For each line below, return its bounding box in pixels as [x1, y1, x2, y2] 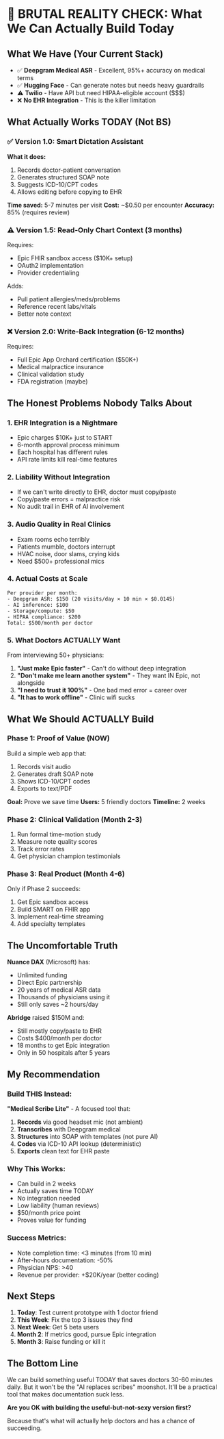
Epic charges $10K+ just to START [16, 433, 113, 441]
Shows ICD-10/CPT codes [16, 777, 91, 785]
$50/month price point [16, 1209, 81, 1217]
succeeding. [7, 1424, 42, 1432]
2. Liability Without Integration [7, 472, 111, 481]
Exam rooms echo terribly [16, 535, 90, 543]
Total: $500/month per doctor [7, 619, 94, 626]
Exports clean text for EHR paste [16, 1147, 110, 1155]
